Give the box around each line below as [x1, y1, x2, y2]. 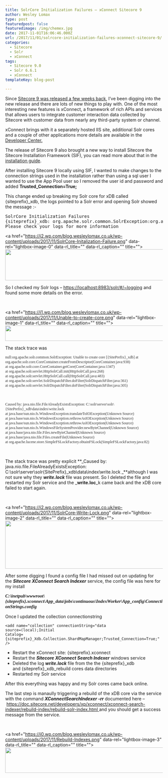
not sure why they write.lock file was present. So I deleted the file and [5, 474, 150, 480]
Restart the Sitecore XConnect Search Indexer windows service [12, 655, 146, 661]
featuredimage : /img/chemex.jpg [5, 26, 72, 31]
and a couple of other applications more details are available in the [5, 132, 142, 138]
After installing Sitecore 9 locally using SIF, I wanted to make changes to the [5, 167, 161, 173]
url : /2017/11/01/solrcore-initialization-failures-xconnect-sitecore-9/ [5, 36, 162, 41]
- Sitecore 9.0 [9, 63, 41, 68]
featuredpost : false [5, 21, 48, 27]
